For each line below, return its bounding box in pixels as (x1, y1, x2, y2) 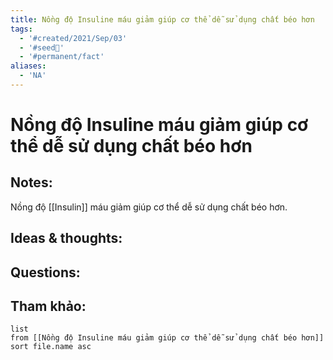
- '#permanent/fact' (19, 52, 105, 62)
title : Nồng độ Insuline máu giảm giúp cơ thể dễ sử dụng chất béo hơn (10, 14, 315, 25)
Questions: (10, 264, 81, 281)
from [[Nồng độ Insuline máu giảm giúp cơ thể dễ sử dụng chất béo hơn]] (10, 333, 325, 343)
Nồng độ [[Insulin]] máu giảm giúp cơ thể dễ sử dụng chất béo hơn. (10, 201, 288, 213)
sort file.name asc (10, 342, 92, 352)
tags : (10, 24, 33, 34)
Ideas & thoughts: (10, 230, 123, 247)
